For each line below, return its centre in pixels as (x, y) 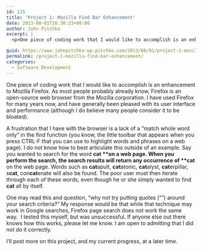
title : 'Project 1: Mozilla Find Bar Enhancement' (71, 17)
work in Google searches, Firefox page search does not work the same (94, 210)
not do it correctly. (29, 229)
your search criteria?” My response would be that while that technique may (99, 204)
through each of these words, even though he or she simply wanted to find (99, 179)
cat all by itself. (25, 186)
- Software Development (41, 67)
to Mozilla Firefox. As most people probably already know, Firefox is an (94, 91)
